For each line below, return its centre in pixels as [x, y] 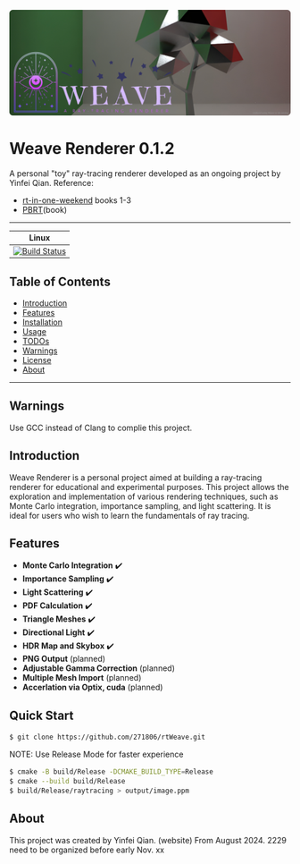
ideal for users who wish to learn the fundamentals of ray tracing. [129, 515]
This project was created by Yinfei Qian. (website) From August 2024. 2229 [148, 840]
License [37, 360]
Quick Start [42, 715]
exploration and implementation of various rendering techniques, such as [144, 496]
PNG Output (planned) [63, 659]
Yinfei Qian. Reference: [51, 182]
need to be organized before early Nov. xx [87, 850]
